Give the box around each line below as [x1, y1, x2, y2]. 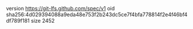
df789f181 [6, 17, 30, 24]
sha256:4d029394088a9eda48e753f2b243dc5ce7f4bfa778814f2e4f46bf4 [6, 11, 188, 18]
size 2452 [30, 17, 55, 24]
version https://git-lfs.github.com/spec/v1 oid [6, 5, 115, 12]
